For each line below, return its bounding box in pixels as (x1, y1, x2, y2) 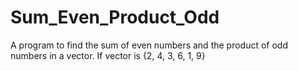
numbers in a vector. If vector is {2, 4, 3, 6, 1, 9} (10, 49, 206, 61)
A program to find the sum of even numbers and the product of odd (10, 39, 289, 51)
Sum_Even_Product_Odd (10, 6, 220, 29)
